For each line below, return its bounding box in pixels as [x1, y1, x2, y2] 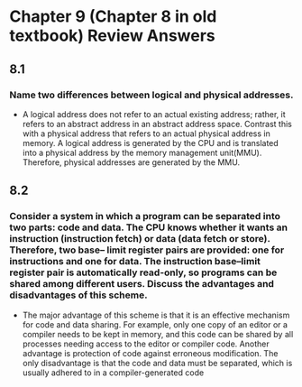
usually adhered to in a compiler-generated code [22, 367, 205, 378]
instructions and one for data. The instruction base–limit [9, 255, 261, 268]
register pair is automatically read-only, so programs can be [9, 266, 278, 279]
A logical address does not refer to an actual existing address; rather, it [22, 108, 286, 119]
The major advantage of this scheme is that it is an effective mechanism [22, 309, 290, 320]
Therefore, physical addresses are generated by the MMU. [22, 156, 241, 168]
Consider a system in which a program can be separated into [9, 210, 281, 223]
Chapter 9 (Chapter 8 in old [9, 6, 217, 27]
